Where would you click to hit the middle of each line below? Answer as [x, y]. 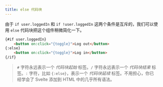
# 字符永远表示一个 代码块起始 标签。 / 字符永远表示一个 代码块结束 [84, 67]
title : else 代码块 [24, 9]
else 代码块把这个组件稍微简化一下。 [47, 30]
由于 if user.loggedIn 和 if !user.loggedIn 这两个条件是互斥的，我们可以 [79, 24]
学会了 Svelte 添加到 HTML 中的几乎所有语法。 [68, 79]
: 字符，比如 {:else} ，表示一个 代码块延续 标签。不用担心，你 [88, 73]
